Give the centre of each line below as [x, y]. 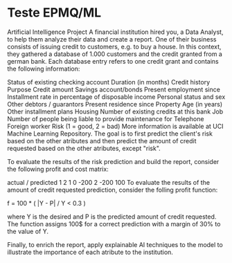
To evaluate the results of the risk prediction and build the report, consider [113, 161]
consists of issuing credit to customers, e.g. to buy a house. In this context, [114, 46]
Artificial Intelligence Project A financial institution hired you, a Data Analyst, [115, 32]
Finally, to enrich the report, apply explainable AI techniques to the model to [115, 244]
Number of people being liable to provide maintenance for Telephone [106, 118]
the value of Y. [28, 231]
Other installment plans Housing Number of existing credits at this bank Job [115, 111]
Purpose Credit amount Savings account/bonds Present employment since [114, 89]
